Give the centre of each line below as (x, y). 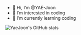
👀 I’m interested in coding (39, 13)
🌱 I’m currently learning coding (44, 18)
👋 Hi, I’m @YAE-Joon (34, 8)
